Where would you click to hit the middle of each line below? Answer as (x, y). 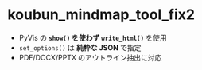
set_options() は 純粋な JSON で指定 (80, 47)
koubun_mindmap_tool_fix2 (101, 15)
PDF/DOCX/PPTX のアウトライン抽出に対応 (90, 57)
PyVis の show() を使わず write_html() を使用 (93, 37)
